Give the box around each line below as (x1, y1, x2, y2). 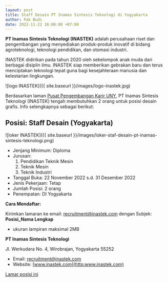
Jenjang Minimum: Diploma (12, 147, 71, 154)
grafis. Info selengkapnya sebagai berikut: (5, 103, 94, 110)
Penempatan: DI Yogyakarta (12, 191, 72, 197)
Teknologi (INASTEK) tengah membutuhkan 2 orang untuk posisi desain (5, 98, 157, 104)
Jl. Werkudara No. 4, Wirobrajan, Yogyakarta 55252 (5, 246, 114, 252)
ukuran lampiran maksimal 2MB (12, 226, 79, 232)
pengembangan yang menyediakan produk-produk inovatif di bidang (5, 41, 151, 48)
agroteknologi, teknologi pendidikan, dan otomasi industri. (5, 47, 128, 53)
